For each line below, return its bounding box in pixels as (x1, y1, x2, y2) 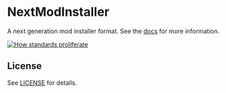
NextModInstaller (7, 4, 110, 20)
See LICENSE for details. (7, 79, 77, 87)
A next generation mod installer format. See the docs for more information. (7, 27, 220, 35)
